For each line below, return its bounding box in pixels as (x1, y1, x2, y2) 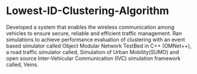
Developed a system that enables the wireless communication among (6, 23, 175, 31)
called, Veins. (6, 60, 39, 68)
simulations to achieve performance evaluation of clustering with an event (6, 36, 185, 43)
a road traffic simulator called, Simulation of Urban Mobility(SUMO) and (6, 48, 179, 55)
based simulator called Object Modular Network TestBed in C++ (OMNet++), (6, 42, 192, 49)
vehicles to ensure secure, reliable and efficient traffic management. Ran (6, 29, 182, 36)
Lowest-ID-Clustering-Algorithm (6, 4, 169, 18)
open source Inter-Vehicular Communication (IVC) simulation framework (6, 55, 181, 62)
